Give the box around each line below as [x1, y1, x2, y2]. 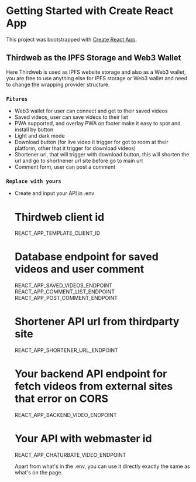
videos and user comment [14, 262, 145, 276]
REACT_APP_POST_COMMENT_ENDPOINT [14, 295, 118, 302]
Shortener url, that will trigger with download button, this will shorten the [14, 151, 190, 158]
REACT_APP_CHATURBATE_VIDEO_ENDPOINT [14, 452, 126, 459]
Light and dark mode [14, 132, 66, 139]
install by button [14, 126, 54, 133]
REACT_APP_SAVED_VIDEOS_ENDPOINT [14, 282, 113, 289]
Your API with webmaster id [14, 432, 152, 446]
